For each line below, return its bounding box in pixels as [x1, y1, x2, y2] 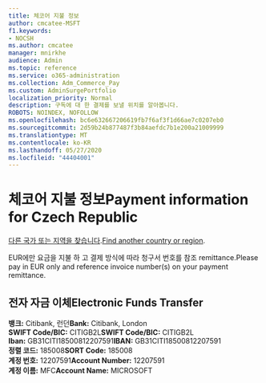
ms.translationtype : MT [8, 131, 88, 139]
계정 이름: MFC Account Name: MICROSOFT [8, 366, 153, 375]
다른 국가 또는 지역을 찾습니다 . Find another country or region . [8, 236, 206, 246]
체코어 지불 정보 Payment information [8, 190, 249, 209]
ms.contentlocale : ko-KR [8, 138, 91, 147]
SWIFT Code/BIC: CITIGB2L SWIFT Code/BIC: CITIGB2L [8, 328, 195, 337]
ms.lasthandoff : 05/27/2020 [8, 146, 103, 154]
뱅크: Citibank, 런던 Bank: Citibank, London [8, 319, 147, 328]
